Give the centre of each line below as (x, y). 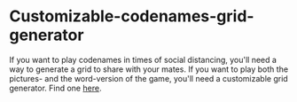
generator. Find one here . (55, 88)
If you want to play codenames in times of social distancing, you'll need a (143, 59)
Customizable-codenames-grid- (132, 16)
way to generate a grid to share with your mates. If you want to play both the (149, 69)
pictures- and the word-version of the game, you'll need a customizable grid (148, 78)
